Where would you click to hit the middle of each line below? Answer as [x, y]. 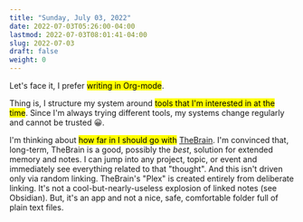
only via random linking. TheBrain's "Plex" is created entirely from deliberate [151, 179]
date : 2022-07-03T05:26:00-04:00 [72, 26]
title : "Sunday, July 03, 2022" [70, 18]
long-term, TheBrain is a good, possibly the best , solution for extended [142, 150]
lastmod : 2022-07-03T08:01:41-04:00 [78, 34]
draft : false [34, 52]
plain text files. [37, 208]
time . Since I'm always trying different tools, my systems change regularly [147, 113]
